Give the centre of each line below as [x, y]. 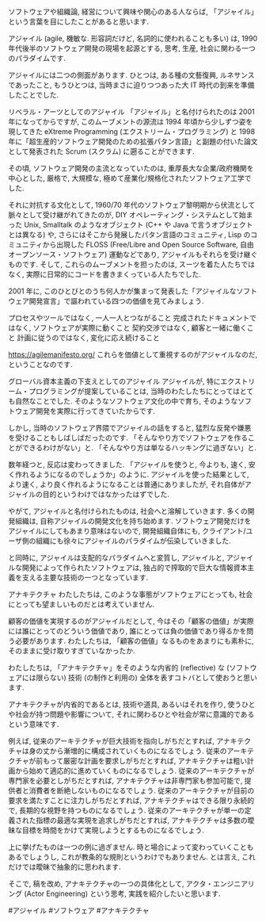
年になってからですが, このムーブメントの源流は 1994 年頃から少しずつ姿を [131, 122]
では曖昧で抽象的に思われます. [71, 867]
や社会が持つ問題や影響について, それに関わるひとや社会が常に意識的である [131, 714]
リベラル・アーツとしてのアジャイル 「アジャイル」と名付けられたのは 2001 [131, 112]
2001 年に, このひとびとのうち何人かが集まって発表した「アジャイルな [122, 291]
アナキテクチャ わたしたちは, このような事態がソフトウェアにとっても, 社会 [131, 594]
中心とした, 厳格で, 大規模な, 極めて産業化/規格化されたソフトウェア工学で [130, 178]
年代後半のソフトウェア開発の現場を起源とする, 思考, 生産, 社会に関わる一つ [132, 48]
